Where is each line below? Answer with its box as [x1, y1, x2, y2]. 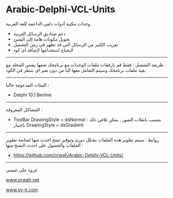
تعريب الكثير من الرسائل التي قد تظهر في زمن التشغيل [13, 41, 119, 47]
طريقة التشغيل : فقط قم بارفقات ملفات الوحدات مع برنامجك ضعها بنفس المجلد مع [6, 62, 164, 68]
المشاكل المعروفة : [6, 106, 43, 112]
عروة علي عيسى [6, 167, 38, 173]
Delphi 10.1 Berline [13, 91, 52, 98]
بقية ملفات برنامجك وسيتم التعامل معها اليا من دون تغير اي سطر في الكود [6, 67, 146, 73]
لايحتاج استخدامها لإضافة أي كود [13, 47, 73, 53]
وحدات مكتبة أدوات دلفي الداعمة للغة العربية [6, 21, 90, 27]
